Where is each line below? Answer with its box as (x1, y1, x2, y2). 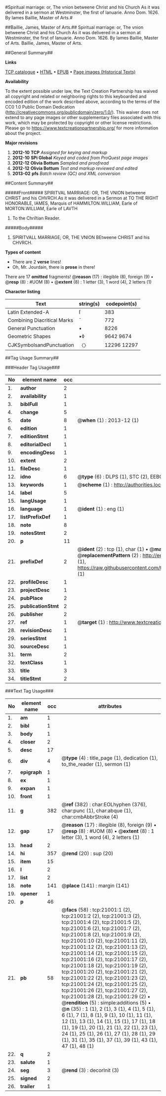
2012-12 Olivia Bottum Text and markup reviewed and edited (12, 166, 138, 171)
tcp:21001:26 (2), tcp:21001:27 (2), (61, 987, 148, 993)
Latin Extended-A (7, 309, 49, 315)
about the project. (5, 130, 41, 136)
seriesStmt (20, 635, 47, 641)
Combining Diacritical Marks (7, 317, 73, 324)
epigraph (20, 769, 42, 775)
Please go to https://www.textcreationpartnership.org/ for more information (5, 125, 159, 131)
